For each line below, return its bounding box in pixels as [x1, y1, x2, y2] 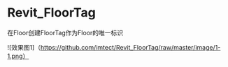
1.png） [7, 52, 29, 60]
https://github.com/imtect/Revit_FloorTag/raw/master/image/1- [40, 43, 221, 51]
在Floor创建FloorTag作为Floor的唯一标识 [7, 28, 124, 37]
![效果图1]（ [7, 43, 41, 51]
